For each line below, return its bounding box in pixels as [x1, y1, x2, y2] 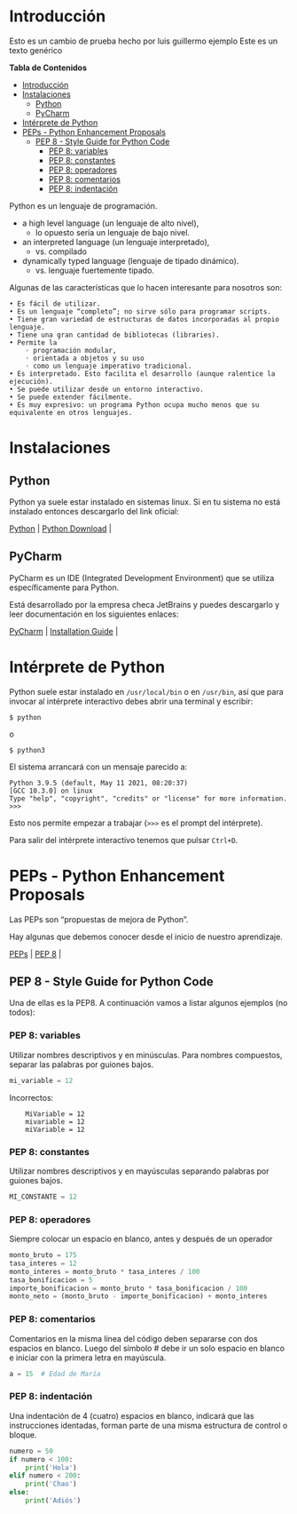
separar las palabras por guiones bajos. [9, 1059, 154, 1070]
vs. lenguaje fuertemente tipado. [35, 265, 155, 275]
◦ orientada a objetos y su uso [25, 354, 145, 363]
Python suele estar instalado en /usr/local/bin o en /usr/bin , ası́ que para [9, 686, 284, 697]
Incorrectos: [9, 1092, 54, 1103]
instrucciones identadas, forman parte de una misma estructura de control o [9, 1420, 288, 1430]
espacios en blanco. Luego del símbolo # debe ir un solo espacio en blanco [9, 1343, 285, 1353]
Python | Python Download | [9, 522, 113, 534]
